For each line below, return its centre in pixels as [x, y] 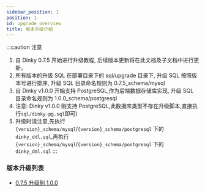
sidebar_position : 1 [33, 12]
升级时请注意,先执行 [40, 121]
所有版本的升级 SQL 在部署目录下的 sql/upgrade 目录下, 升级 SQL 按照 [103, 76]
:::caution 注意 [24, 47]
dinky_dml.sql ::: [36, 151]
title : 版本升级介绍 [30, 29]
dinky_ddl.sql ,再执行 [42, 137]
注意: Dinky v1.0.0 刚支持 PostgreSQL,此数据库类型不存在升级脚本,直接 [104, 106]
